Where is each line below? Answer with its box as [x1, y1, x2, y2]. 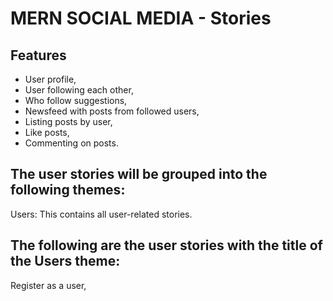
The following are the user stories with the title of [10, 237, 323, 254]
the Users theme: [10, 253, 121, 270]
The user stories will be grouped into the [10, 166, 268, 183]
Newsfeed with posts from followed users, [24, 105, 200, 117]
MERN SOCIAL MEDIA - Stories [10, 7, 272, 30]
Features [10, 47, 67, 64]
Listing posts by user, [24, 116, 113, 127]
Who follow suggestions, [24, 95, 128, 106]
